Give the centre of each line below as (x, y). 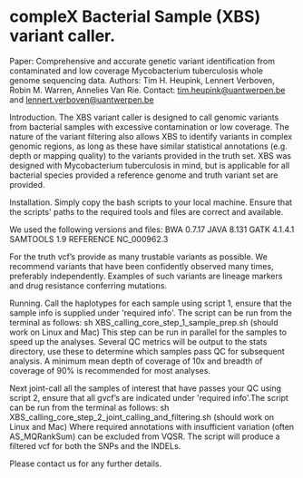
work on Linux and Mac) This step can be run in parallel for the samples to (148, 332)
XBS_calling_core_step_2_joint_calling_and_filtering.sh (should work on (142, 417)
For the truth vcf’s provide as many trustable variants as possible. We (138, 257)
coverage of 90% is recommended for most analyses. (110, 370)
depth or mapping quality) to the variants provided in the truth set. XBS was (151, 155)
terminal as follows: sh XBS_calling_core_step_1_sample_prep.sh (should (144, 322)
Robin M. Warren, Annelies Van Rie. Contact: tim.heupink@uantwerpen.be (147, 90)
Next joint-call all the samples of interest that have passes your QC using (146, 388)
